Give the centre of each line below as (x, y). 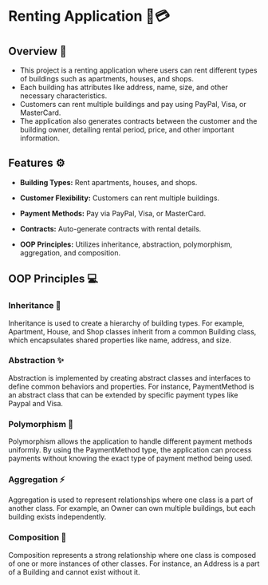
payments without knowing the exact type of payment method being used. (131, 459)
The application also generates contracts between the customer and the (138, 121)
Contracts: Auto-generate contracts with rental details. (110, 228)
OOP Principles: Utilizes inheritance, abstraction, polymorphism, (126, 244)
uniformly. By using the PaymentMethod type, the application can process (130, 450)
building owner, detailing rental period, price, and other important (127, 130)
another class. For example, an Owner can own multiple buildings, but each (132, 508)
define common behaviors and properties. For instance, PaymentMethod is (131, 386)
